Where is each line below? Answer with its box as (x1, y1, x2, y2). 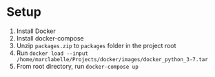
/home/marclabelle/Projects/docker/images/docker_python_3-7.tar (16, 56, 208, 63)
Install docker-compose (16, 34, 84, 42)
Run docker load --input (16, 49, 89, 57)
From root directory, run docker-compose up (16, 62, 139, 70)
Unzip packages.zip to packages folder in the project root (16, 41, 176, 49)
